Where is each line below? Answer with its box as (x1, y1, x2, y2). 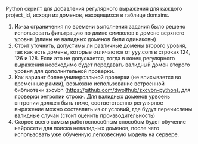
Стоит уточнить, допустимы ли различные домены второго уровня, (14, 42, 187, 49)
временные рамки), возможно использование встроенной (14, 80, 165, 87)
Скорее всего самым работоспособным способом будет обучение (14, 118, 186, 125)
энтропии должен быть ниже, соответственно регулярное (14, 99, 163, 106)
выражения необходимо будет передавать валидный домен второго (14, 61, 190, 68)
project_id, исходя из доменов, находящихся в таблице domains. (5, 11, 169, 19)
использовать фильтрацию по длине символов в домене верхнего (14, 29, 185, 36)
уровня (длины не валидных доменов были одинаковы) (14, 36, 156, 42)
